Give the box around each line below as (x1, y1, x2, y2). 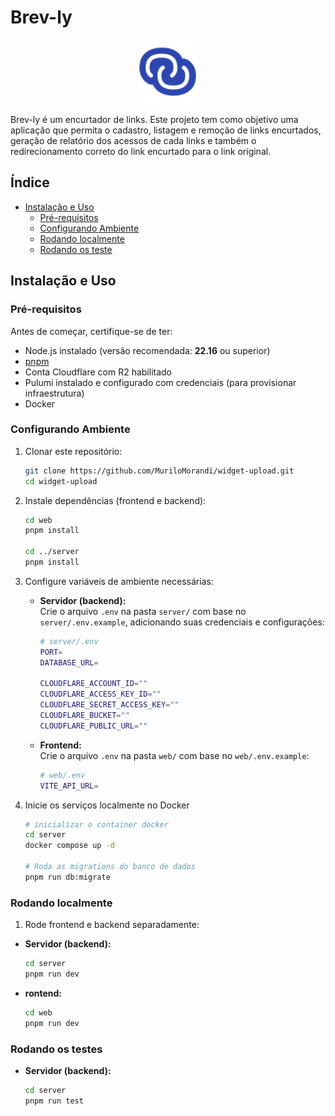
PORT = (39, 647, 63, 657)
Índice (10, 174, 50, 191)
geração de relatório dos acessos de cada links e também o (10, 135, 257, 147)
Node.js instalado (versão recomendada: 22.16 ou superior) (24, 344, 271, 356)
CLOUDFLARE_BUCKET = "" (39, 711, 130, 721)
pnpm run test (24, 1096, 84, 1106)
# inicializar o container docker (24, 819, 169, 830)
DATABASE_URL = (39, 657, 99, 668)
